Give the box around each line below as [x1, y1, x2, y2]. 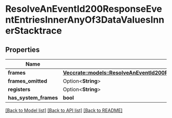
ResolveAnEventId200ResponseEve [5, 3, 162, 15]
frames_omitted [8, 77, 48, 85]
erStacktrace [5, 25, 62, 36]
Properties [5, 45, 40, 54]
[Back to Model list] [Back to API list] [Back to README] [5, 107, 123, 113]
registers [8, 86, 31, 93]
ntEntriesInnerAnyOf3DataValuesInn [5, 14, 165, 26]
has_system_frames [8, 94, 58, 101]
